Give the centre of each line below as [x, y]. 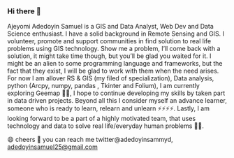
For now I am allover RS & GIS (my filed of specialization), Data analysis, [111, 78]
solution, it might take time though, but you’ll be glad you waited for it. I [109, 56]
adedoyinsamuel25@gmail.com [52, 147]
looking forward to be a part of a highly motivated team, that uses [102, 119]
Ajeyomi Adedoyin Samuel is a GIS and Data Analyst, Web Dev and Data [111, 27]
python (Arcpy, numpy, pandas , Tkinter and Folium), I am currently [104, 86]
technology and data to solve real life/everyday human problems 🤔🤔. [106, 126]
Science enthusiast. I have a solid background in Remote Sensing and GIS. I [116, 34]
